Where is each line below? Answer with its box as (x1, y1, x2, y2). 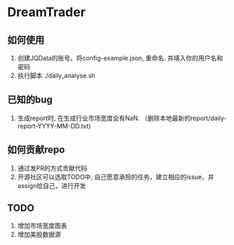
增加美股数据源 (17, 230, 61, 239)
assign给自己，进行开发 (17, 181, 86, 190)
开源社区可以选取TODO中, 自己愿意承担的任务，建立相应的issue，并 (17, 173, 214, 181)
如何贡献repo (7, 144, 65, 156)
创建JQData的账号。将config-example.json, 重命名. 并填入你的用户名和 (17, 54, 223, 62)
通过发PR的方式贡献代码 (17, 164, 88, 172)
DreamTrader (7, 4, 86, 20)
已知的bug (7, 94, 53, 106)
